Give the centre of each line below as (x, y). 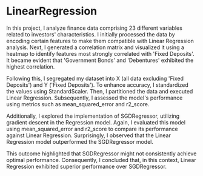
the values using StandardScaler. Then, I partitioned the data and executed (100, 91)
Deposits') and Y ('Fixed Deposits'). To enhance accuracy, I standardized (98, 85)
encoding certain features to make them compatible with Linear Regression (100, 41)
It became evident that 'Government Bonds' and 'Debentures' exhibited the (100, 60)
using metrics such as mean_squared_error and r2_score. (78, 104)
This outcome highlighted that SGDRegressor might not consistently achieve (101, 154)
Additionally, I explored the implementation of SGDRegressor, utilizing (93, 116)
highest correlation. (31, 66)
